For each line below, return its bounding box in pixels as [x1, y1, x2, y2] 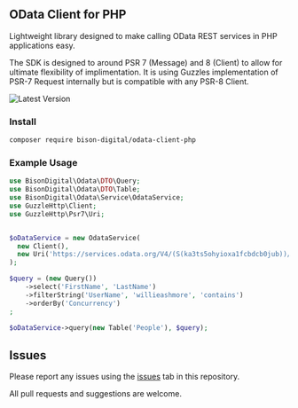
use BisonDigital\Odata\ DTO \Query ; [9, 177, 141, 185]
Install [9, 115, 37, 128]
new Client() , [17, 241, 69, 251]
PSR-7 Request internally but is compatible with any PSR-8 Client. [9, 75, 250, 87]
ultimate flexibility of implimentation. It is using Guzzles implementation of [9, 67, 278, 77]
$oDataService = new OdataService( [9, 233, 141, 242]
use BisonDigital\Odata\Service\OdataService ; [9, 193, 184, 202]
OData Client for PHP [9, 7, 127, 22]
